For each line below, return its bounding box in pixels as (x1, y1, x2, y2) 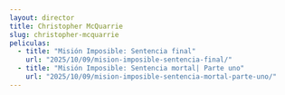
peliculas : (9, 38, 51, 48)
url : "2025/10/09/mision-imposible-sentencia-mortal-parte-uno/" (25, 72, 278, 81)
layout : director (9, 13, 75, 23)
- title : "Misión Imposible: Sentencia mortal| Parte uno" (17, 64, 245, 73)
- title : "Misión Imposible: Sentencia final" (17, 47, 196, 56)
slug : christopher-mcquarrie (9, 30, 119, 39)
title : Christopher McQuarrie (9, 22, 124, 31)
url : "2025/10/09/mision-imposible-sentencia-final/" (25, 55, 233, 64)
